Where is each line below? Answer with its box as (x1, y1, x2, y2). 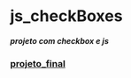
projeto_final (10, 58, 65, 70)
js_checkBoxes (10, 6, 123, 26)
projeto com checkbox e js (10, 35, 109, 46)
